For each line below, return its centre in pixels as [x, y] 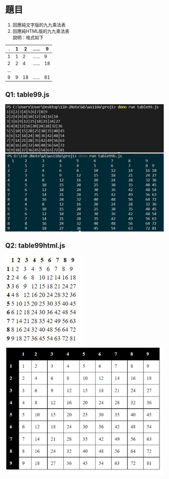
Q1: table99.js [27, 95]
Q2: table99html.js [35, 246]
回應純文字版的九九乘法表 [39, 25]
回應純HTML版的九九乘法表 [41, 31]
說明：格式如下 [28, 37]
